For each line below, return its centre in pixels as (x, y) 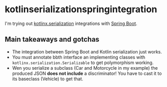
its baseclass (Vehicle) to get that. (47, 79)
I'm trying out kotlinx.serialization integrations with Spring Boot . (71, 23)
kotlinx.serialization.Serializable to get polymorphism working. (83, 63)
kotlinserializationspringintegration (81, 9)
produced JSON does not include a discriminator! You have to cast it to (87, 73)
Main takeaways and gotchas (52, 39)
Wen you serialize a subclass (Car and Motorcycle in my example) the (85, 68)
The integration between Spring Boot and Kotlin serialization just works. (87, 51)
